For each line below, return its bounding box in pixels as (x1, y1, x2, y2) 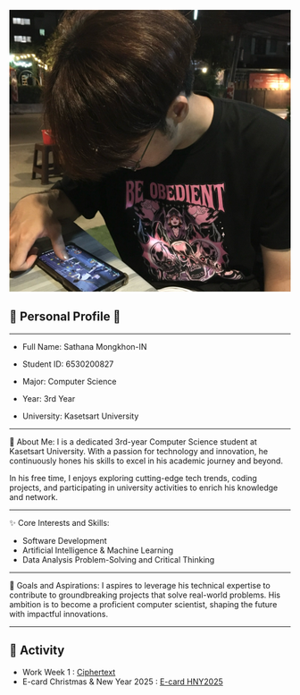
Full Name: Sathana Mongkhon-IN (21, 341, 147, 352)
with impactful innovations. (9, 608, 109, 619)
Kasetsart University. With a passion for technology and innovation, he (9, 445, 269, 456)
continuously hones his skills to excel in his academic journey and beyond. (9, 455, 284, 466)
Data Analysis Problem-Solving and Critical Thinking (21, 554, 215, 564)
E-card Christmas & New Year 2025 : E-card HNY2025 (21, 676, 223, 687)
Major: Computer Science (21, 376, 117, 386)
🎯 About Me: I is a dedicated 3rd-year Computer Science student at (9, 436, 257, 447)
